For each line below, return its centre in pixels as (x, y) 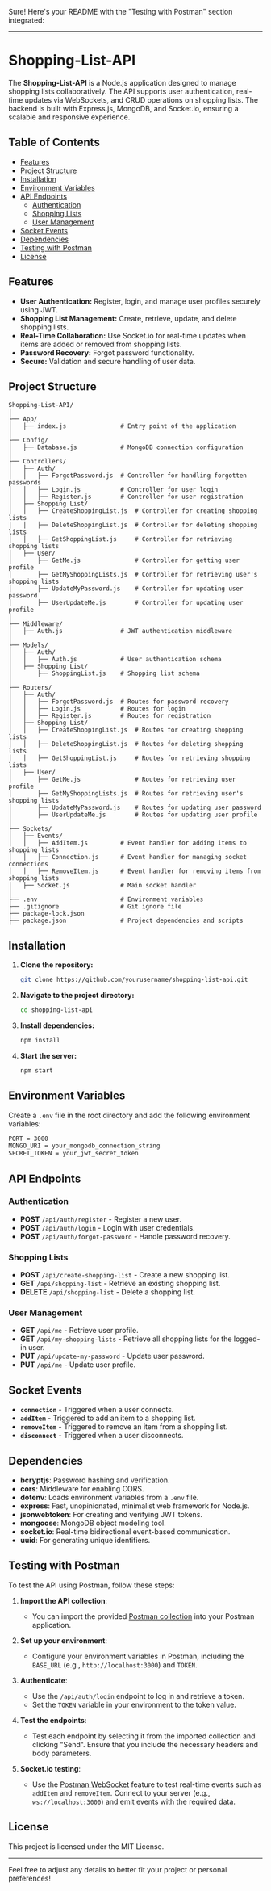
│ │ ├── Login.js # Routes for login (97, 709)
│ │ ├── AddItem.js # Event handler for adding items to (128, 843)
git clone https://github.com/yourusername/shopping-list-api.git (134, 980)
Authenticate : (44, 1680)
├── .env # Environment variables (106, 899)
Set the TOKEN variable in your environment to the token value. (134, 1704)
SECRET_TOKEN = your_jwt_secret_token (73, 1154)
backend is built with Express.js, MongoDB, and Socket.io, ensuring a (123, 108)
